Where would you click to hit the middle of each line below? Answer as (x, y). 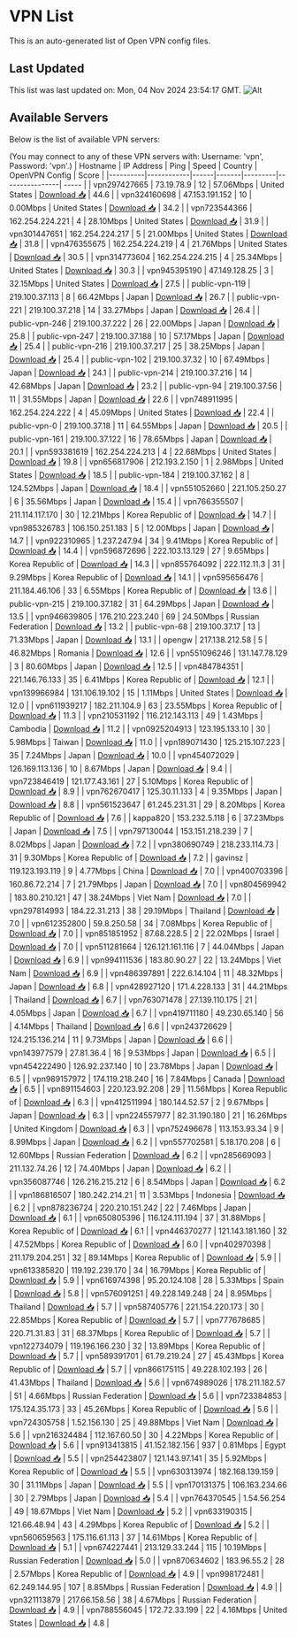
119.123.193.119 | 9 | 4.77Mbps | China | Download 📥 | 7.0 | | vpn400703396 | (148, 871)
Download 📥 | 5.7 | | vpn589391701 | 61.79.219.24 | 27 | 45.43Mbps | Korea (147, 1356)
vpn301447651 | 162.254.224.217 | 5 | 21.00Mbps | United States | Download (148, 234)
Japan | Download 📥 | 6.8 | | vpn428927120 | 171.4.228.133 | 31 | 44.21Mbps (148, 986)
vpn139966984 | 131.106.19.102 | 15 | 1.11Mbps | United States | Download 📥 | (148, 693)
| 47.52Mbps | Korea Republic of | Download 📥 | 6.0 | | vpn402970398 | (140, 1244)
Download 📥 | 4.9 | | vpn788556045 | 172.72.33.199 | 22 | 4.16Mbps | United (148, 1610)
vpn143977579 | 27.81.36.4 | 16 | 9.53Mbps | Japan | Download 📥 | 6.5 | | (142, 1053)
